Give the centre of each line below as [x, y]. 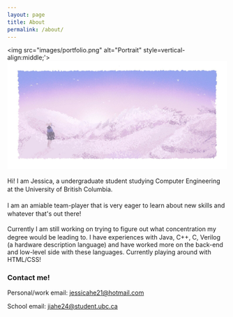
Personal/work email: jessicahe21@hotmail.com [76, 293]
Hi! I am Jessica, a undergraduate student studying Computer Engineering [114, 181]
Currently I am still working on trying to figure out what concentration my [112, 229]
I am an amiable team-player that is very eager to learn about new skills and [116, 205]
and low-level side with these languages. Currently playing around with [109, 252]
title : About [26, 22]
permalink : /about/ [36, 29]
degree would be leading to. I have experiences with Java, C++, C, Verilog [114, 237]
